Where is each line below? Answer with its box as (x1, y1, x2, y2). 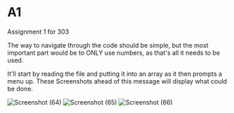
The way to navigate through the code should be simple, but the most (7, 41, 209, 49)
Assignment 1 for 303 (7, 27, 70, 36)
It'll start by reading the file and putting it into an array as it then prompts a (7, 69, 223, 78)
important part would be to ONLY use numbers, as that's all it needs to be (7, 48, 220, 57)
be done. (7, 84, 34, 93)
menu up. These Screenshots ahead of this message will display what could (7, 77, 227, 85)
